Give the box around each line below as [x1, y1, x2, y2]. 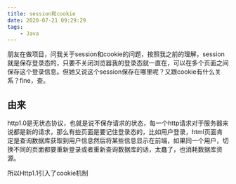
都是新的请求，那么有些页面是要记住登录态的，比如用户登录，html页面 [13, 128, 217, 136]
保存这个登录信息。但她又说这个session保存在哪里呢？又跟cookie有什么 [7, 67, 216, 76]
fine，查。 [19, 77, 50, 85]
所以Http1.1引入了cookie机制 [7, 169, 89, 178]
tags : [7, 23, 23, 30]
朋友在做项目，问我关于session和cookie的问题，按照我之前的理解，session [7, 50, 225, 58]
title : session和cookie [7, 10, 76, 18]
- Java [20, 29, 39, 37]
